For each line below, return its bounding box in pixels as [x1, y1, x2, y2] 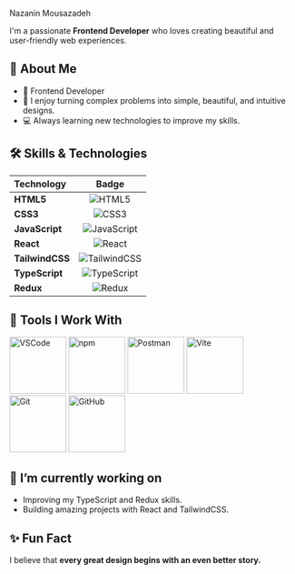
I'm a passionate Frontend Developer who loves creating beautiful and [9, 25, 274, 35]
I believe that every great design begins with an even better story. [9, 555, 261, 566]
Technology [14, 177, 66, 190]
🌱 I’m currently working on [9, 470, 162, 486]
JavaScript [14, 222, 62, 235]
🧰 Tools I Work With [9, 313, 123, 328]
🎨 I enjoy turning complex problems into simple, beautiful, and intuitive [22, 95, 286, 106]
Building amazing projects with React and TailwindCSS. [22, 504, 230, 515]
